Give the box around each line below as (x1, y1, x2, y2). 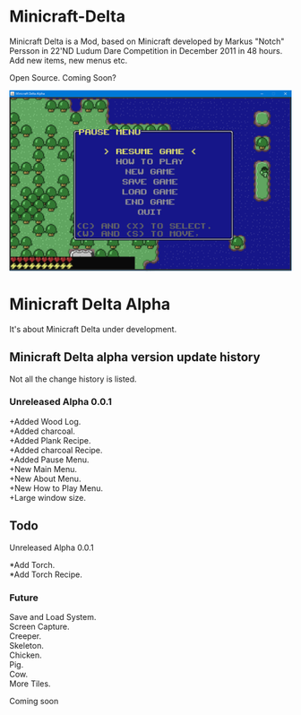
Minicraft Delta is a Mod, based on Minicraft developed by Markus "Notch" (9, 36, 285, 47)
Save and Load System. (9, 611, 97, 622)
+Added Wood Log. (9, 416, 82, 426)
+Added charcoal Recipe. (9, 444, 103, 455)
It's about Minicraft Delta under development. (9, 323, 177, 334)
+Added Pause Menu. (9, 454, 90, 465)
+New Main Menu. (9, 463, 78, 474)
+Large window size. (9, 492, 87, 503)
